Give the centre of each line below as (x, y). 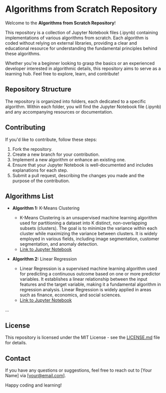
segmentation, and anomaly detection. (59, 244)
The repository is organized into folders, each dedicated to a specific (76, 101)
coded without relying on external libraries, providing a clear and (71, 43)
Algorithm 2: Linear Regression (44, 259)
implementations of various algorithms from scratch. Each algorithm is (77, 38)
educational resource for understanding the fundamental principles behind (81, 48)
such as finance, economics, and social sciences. (70, 295)
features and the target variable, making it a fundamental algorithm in (90, 284)
